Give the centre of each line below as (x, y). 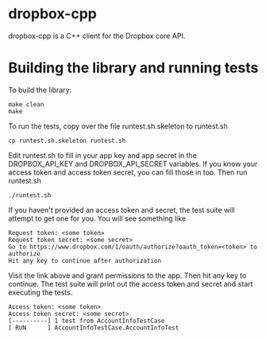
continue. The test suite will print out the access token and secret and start (131, 283)
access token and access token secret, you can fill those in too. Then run (128, 172)
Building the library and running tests (133, 68)
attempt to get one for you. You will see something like (97, 218)
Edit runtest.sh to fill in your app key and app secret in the (102, 155)
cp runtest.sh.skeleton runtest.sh (67, 141)
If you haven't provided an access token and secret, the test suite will (122, 210)
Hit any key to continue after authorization (85, 260)
